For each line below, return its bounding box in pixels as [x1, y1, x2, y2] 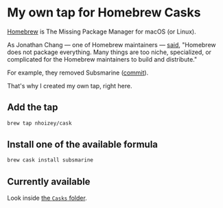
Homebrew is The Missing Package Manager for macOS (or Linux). [7, 27, 197, 36]
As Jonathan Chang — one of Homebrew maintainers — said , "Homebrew [7, 40, 216, 49]
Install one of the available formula [7, 139, 159, 151]
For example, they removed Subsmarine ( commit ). [7, 68, 149, 77]
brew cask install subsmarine [7, 157, 94, 164]
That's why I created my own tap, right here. [7, 81, 132, 90]
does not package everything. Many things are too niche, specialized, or [7, 48, 211, 56]
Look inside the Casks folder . [7, 194, 87, 203]
